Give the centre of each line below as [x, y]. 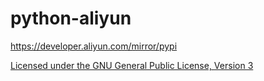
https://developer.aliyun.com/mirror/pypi [94, 46]
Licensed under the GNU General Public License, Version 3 [132, 65]
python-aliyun [71, 18]
